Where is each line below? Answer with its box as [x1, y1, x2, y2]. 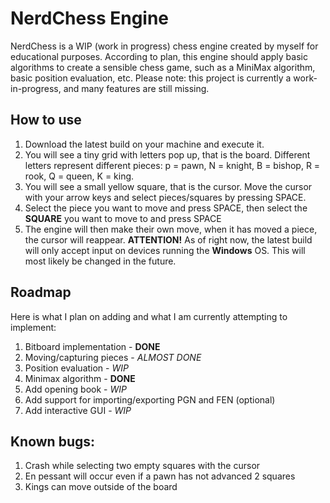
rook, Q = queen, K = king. [24, 170, 135, 182]
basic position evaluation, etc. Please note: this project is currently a [10, 72, 292, 84]
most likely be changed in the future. [24, 255, 177, 267]
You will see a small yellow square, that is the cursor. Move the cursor [24, 180, 313, 192]
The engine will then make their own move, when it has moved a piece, [24, 223, 318, 235]
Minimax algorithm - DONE [24, 372, 136, 384]
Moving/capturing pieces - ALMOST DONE [24, 351, 202, 363]
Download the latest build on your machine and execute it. [24, 138, 265, 150]
